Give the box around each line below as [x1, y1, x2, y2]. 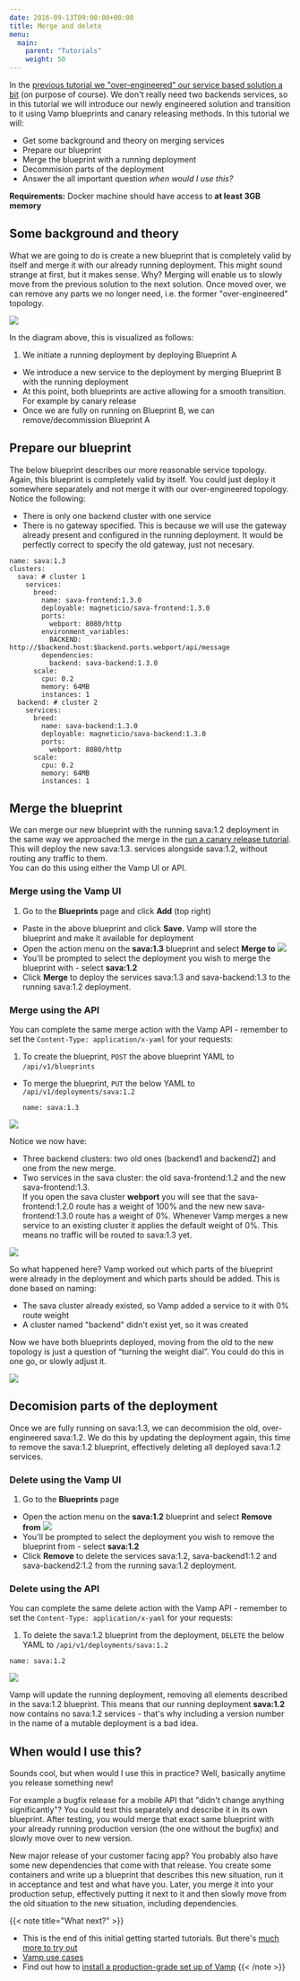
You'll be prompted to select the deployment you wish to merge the [21, 953, 271, 964]
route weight [21, 1310, 70, 1321]
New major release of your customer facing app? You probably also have [9, 1851, 279, 1862]
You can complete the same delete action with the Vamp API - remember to [9, 1603, 287, 1614]
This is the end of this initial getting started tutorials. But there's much [21, 1933, 279, 1944]
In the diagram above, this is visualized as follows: [9, 331, 194, 342]
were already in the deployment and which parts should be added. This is [9, 1273, 280, 1284]
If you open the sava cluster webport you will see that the [21, 1192, 236, 1202]
